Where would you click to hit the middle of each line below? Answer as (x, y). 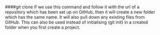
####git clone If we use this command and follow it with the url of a (72, 7)
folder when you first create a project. (43, 27)
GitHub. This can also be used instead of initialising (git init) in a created (77, 22)
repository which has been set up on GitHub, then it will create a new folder (80, 12)
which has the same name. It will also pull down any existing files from (75, 17)
